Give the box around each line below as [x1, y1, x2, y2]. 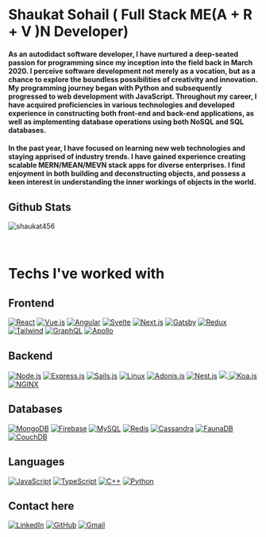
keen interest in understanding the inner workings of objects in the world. [8, 177, 256, 187]
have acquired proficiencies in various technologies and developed [8, 99, 235, 109]
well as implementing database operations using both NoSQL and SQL [8, 117, 245, 126]
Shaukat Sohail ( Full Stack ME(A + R [8, 6, 253, 24]
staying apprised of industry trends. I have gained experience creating [8, 152, 246, 161]
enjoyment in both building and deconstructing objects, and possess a [8, 169, 246, 178]
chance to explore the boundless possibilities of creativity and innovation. [8, 74, 258, 84]
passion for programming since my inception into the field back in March [8, 57, 253, 67]
